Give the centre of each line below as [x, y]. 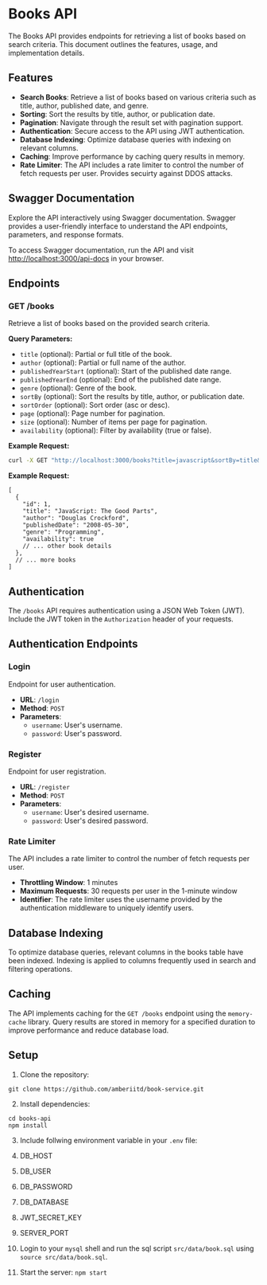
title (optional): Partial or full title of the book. [96, 355]
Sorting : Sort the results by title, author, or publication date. [117, 114]
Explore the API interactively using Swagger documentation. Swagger [122, 217]
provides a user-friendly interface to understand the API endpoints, [118, 226]
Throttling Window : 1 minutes [69, 883]
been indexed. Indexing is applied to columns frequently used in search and [132, 961]
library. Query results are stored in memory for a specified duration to [141, 1021]
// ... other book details [67, 547]
